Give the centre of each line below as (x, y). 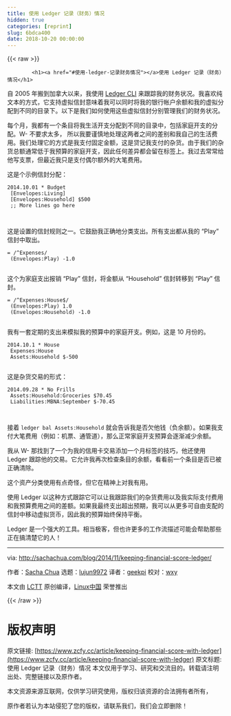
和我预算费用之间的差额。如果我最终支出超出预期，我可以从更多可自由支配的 (115, 506)
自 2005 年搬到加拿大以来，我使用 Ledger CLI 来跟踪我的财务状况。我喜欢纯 (115, 94)
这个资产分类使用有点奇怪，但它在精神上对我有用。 (79, 483)
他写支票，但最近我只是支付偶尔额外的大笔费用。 (76, 160)
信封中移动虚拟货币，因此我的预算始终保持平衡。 (76, 514)
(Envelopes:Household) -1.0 (50, 313)
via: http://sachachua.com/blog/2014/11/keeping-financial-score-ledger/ (109, 558)
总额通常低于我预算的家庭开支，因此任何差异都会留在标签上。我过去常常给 (118, 151)
